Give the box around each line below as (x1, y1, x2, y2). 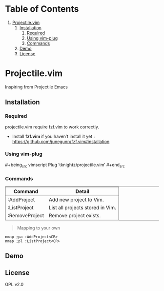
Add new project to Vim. (48, 196, 104, 203)
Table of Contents (5, 3, 79, 15)
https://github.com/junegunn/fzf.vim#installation (12, 138, 110, 145)
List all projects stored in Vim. (48, 204, 116, 211)
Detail (75, 188, 89, 195)
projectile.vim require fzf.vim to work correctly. (5, 124, 99, 130)
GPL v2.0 (5, 282, 24, 288)
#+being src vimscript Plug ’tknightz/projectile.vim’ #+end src (5, 162, 125, 169)
